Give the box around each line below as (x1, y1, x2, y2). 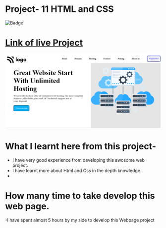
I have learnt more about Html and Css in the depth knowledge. (12, 168, 142, 174)
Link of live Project (5, 37, 83, 48)
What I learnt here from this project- (5, 141, 157, 152)
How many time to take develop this (5, 190, 155, 201)
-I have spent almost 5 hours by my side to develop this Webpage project (5, 217, 155, 223)
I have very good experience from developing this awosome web (12, 157, 145, 163)
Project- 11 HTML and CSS (5, 3, 114, 15)
